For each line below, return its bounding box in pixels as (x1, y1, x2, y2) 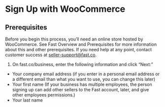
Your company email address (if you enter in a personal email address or (12, 71, 160, 77)
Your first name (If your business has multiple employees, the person (12, 81, 153, 87)
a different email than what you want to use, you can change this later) (12, 76, 156, 82)
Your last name (12, 97, 43, 103)
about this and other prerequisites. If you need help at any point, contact (5, 47, 152, 52)
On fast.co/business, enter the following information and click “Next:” (12, 62, 154, 67)
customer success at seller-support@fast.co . (5, 52, 97, 58)
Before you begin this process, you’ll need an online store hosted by (5, 36, 143, 42)
